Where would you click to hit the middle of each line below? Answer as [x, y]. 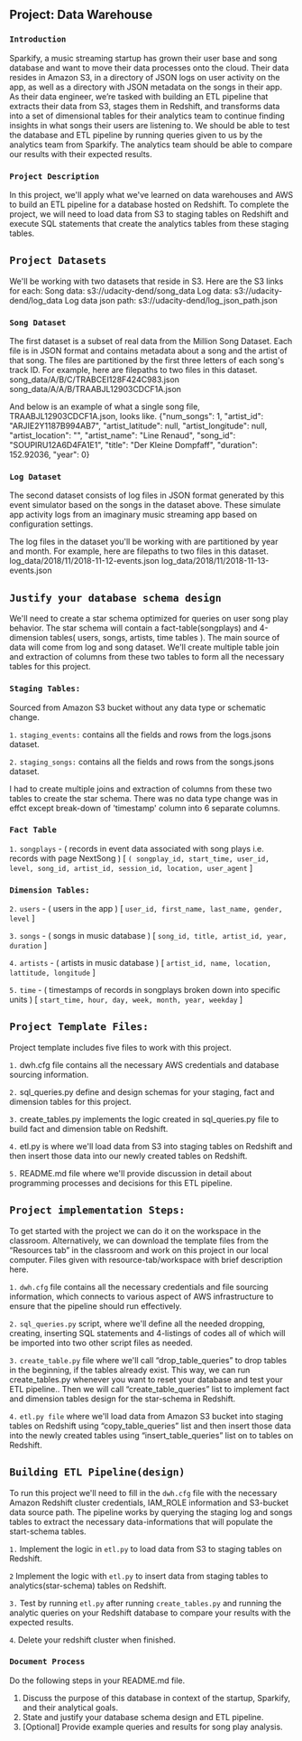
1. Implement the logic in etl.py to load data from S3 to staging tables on [146, 1549]
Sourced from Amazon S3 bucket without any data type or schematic [137, 707]
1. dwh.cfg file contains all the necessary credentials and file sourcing [139, 1287]
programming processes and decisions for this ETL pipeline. [121, 1183]
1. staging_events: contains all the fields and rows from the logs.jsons [141, 735]
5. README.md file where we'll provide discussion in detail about [131, 1173]
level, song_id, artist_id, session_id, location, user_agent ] [131, 867]
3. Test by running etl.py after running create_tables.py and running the [146, 1603]
